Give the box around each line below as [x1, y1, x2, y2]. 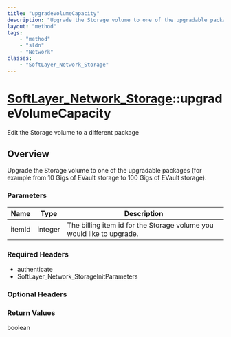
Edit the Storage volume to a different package [7, 128, 140, 136]
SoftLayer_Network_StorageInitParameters [16, 272, 138, 281]
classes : [7, 55, 32, 62]
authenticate [16, 265, 53, 273]
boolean [7, 324, 31, 332]
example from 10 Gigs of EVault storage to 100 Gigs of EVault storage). [7, 173, 207, 182]
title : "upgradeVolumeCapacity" [7, 10, 100, 17]
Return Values [7, 307, 56, 317]
